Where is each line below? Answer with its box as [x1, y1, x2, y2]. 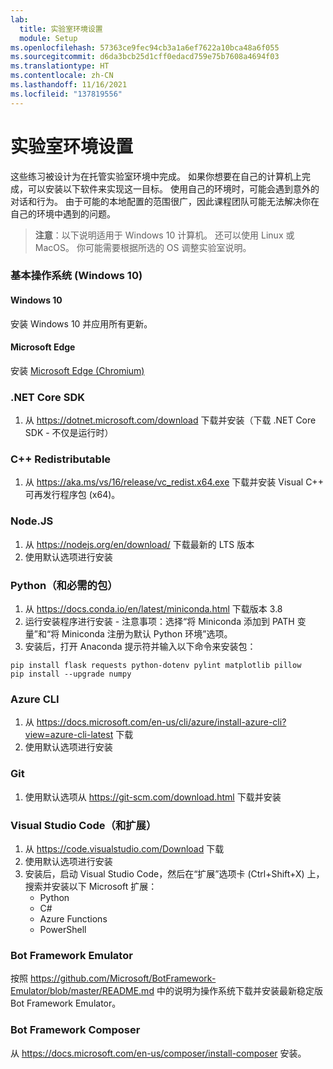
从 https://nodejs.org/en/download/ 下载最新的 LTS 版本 [24, 538, 255, 550]
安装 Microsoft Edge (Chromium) [10, 364, 145, 376]
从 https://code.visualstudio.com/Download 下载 [24, 842, 225, 855]
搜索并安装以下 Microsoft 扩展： [24, 880, 158, 892]
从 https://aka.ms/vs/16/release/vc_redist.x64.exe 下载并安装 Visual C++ [24, 476, 324, 488]
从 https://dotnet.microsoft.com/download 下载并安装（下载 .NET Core [24, 414, 317, 426]
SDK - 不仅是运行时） [24, 427, 114, 439]
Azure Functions [39, 912, 108, 925]
